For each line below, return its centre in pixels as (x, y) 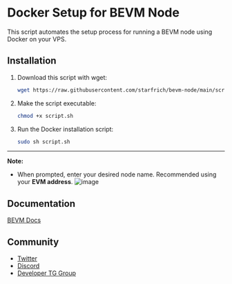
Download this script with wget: (62, 77)
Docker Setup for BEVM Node (93, 13)
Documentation (41, 204)
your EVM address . (45, 182)
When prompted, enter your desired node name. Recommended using (117, 174)
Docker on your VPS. (37, 39)
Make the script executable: (57, 103)
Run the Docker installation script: (65, 129)
